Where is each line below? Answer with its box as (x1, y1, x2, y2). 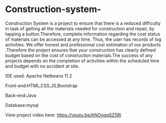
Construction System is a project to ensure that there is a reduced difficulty (5, 20, 161, 26)
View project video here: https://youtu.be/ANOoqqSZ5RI (5, 112, 121, 118)
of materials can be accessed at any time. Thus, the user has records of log (5, 36, 161, 42)
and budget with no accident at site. (5, 63, 80, 69)
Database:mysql (5, 102, 39, 108)
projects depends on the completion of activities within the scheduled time (5, 57, 159, 64)
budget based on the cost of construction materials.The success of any (5, 52, 153, 58)
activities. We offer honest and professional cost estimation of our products (5, 41, 161, 47)
